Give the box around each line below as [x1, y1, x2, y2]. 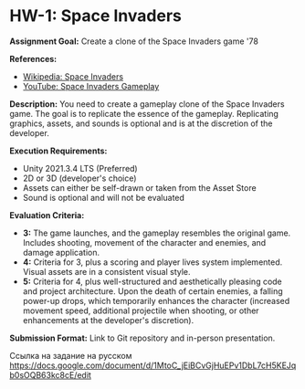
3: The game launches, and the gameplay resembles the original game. [22, 227, 291, 238]
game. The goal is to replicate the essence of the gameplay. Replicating [9, 108, 279, 119]
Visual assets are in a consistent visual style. [22, 266, 191, 277]
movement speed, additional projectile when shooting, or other [22, 305, 259, 316]
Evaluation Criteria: [9, 209, 85, 220]
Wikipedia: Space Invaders [22, 70, 124, 82]
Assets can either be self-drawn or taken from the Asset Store [22, 182, 258, 193]
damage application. [22, 247, 100, 258]
